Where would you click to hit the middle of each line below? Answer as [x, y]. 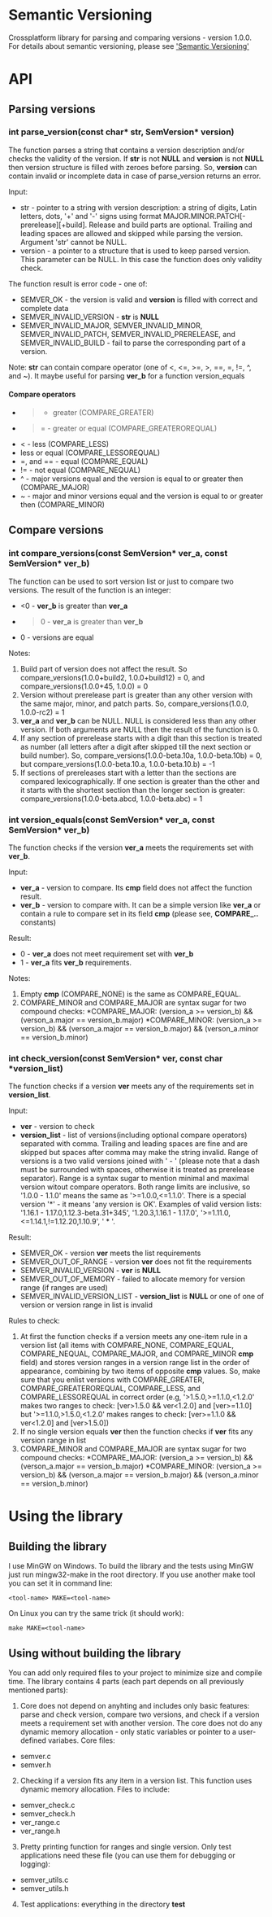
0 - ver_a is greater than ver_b [92, 621]
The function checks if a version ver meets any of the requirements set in [131, 1086]
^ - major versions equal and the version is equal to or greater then [132, 479]
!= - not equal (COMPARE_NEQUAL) [80, 470]
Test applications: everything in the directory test [103, 1904]
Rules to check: [35, 1321]
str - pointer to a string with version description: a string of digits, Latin [138, 207]
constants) [38, 922]
